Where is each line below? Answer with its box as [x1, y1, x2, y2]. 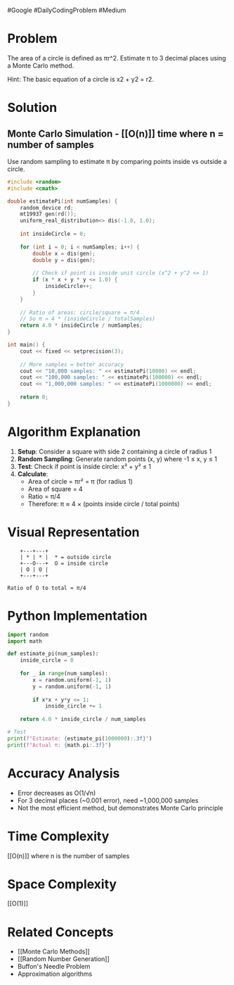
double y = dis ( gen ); [32, 256, 96, 263]
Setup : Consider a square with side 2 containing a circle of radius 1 [17, 447, 212, 456]
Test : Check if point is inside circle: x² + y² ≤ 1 [17, 462, 151, 470]
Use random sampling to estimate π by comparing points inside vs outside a [7, 157, 227, 165]
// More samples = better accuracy [20, 360, 124, 368]
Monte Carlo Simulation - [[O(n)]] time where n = [7, 127, 224, 139]
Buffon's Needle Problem [17, 962, 91, 971]
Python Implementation [7, 608, 148, 624]
